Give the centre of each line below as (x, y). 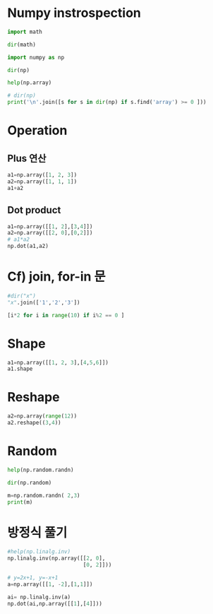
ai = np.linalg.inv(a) (39, 597)
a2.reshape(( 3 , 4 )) (34, 423)
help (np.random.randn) (41, 470)
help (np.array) (30, 83)
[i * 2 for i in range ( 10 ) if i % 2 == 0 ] (66, 315)
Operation (37, 130)
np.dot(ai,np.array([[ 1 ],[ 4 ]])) (55, 603)
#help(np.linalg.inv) (39, 552)
